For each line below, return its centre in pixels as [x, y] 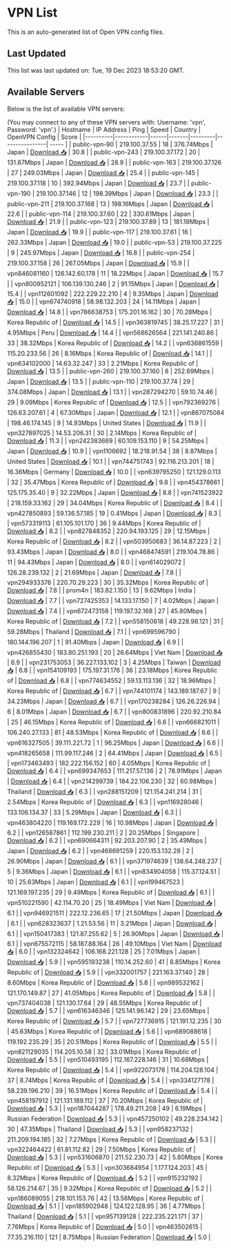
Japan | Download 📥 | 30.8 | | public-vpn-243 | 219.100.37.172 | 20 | [104, 152]
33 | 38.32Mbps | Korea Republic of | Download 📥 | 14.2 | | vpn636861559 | [115, 343]
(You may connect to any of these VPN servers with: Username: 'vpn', [107, 122]
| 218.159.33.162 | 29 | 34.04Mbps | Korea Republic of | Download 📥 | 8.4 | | [115, 503]
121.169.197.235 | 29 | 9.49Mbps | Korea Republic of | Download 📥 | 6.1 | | [111, 892]
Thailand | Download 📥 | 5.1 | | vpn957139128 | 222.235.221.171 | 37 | [105, 1216]
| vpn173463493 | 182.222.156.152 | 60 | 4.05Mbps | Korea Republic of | [109, 763]
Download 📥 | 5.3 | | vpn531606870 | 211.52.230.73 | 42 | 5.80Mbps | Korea [115, 1157]
